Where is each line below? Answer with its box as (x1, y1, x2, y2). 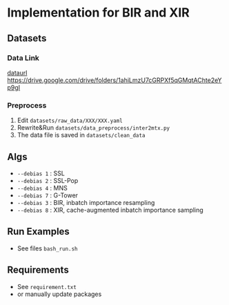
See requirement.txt (17, 282, 77, 291)
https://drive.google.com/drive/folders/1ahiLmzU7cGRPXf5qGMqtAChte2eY (7, 76, 222, 84)
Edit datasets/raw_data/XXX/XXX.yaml (17, 116, 123, 125)
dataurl (7, 68, 28, 77)
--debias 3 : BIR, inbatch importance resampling (17, 198, 155, 206)
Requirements (7, 264, 69, 276)
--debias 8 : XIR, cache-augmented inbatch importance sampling (17, 206, 203, 214)
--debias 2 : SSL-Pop (17, 176, 79, 184)
